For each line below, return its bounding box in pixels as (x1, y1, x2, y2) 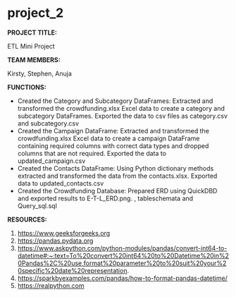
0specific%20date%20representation (17, 266, 128, 274)
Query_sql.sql (17, 201, 58, 210)
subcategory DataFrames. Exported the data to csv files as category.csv (17, 111, 228, 120)
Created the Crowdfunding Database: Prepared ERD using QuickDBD (17, 186, 218, 195)
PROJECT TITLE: (7, 28, 58, 37)
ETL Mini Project (7, 42, 55, 50)
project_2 (7, 5, 64, 21)
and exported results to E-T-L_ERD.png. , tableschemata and (17, 194, 194, 202)
